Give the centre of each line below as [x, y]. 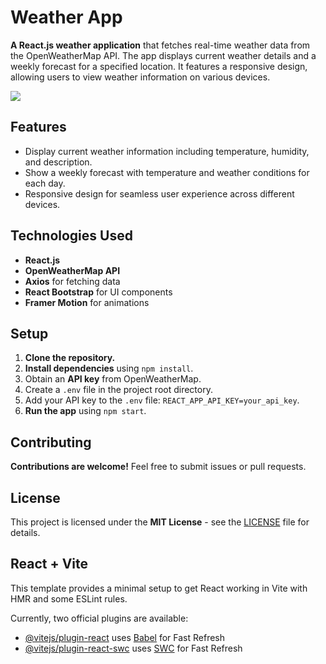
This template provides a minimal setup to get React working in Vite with [159, 588]
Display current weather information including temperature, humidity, [167, 151]
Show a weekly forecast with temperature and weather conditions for [167, 172]
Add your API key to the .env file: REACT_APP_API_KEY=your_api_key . [162, 400]
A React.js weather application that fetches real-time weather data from [160, 45]
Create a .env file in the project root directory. [118, 390]
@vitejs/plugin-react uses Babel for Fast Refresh [125, 637]
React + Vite [49, 564]
